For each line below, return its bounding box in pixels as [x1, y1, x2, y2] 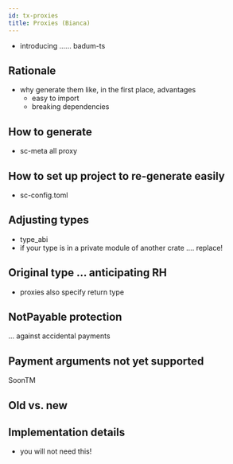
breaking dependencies [31, 102, 110, 111]
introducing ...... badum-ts [19, 41, 106, 50]
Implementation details [8, 425, 126, 439]
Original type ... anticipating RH [8, 266, 167, 279]
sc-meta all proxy [19, 146, 78, 156]
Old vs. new [8, 399, 68, 412]
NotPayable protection [8, 310, 122, 323]
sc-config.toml [19, 190, 68, 200]
